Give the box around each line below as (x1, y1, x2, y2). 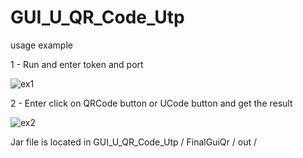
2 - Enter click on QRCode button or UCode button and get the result (10, 97, 293, 109)
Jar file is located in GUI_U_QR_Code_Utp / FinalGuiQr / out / (10, 136, 257, 148)
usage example (10, 39, 73, 51)
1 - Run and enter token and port (10, 58, 144, 70)
